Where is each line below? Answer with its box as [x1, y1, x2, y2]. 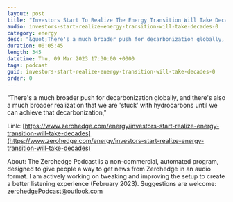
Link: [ [7, 122, 26, 131]
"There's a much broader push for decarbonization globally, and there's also [7, 94, 226, 102]
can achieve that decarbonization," [7, 108, 107, 117]
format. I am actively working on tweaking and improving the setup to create [7, 172, 225, 180]
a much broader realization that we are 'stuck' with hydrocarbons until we [7, 101, 218, 110]
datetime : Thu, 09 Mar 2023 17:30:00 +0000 [7, 56, 135, 62]
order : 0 [7, 74, 33, 82]
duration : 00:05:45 [7, 42, 64, 49]
